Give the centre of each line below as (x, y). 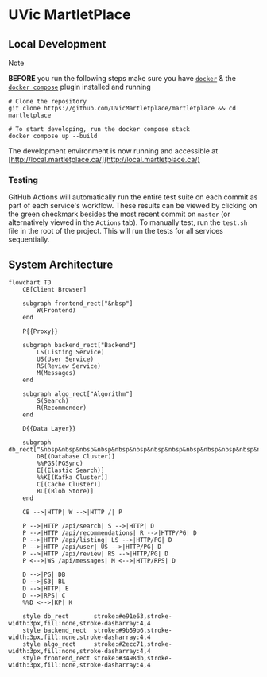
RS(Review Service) (69, 366)
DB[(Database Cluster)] (76, 457)
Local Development (57, 44)
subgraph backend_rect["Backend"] (79, 346)
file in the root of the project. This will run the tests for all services (116, 231)
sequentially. (29, 239)
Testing (23, 180)
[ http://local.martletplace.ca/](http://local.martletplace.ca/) (104, 159)
